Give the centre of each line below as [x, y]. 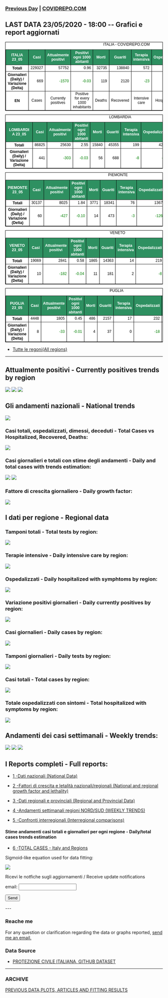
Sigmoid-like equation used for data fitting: [49, 858]
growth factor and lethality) [40, 791]
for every [82, 98]
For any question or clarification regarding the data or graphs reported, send [84, 932]
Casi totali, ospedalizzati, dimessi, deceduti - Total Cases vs [80, 430]
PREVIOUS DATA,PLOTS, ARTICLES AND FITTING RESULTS [66, 990]
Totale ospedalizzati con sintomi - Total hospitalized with [76, 703]
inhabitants [82, 107]
